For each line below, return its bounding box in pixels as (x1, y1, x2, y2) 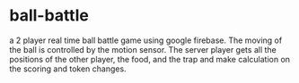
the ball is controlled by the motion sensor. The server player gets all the (9, 44, 277, 54)
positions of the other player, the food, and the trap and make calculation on (9, 54, 290, 64)
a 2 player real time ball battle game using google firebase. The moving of (9, 35, 283, 46)
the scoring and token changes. (9, 63, 128, 74)
